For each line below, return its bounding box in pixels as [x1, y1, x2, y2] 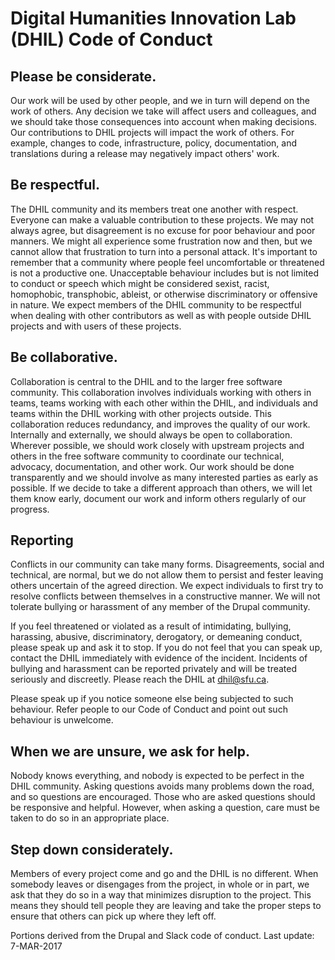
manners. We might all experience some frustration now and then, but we [10, 235, 313, 247]
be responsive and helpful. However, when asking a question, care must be [10, 802, 320, 814]
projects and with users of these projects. [10, 320, 182, 332]
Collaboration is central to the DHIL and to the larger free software [10, 375, 283, 387]
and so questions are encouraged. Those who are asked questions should [10, 791, 316, 803]
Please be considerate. [10, 68, 157, 85]
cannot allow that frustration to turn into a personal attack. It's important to [10, 245, 318, 257]
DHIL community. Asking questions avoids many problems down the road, [10, 780, 315, 792]
